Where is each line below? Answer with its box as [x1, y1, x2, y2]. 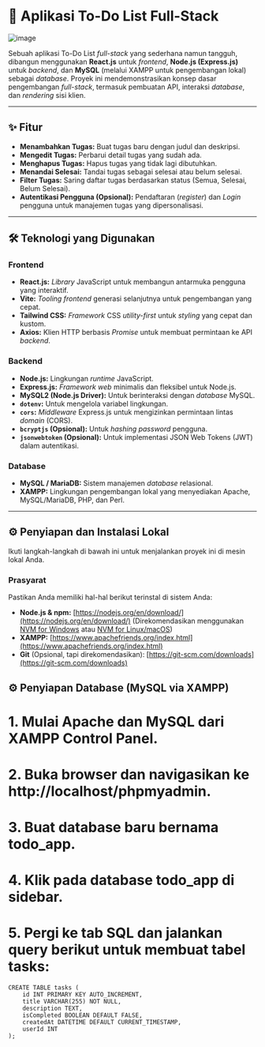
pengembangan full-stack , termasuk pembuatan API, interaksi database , [8, 82, 245, 92]
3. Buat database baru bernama [8, 819, 219, 836]
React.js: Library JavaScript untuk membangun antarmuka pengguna [19, 277, 246, 287]
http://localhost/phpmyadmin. [8, 782, 211, 800]
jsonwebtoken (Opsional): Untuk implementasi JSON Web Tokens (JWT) [19, 432, 254, 441]
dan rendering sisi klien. [8, 90, 86, 99]
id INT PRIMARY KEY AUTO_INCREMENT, [22, 991, 144, 999]
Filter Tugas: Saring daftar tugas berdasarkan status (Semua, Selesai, [19, 175, 247, 185]
